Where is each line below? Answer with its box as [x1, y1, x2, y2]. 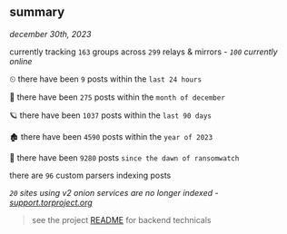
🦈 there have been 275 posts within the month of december [9, 92, 225, 102]
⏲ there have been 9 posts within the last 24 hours [9, 73, 203, 84]
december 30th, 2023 [9, 28, 92, 39]
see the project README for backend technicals [31, 214, 212, 225]
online [9, 55, 33, 66]
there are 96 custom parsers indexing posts [9, 170, 172, 180]
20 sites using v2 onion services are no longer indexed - [9, 187, 219, 198]
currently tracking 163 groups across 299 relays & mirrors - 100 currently [9, 46, 279, 57]
